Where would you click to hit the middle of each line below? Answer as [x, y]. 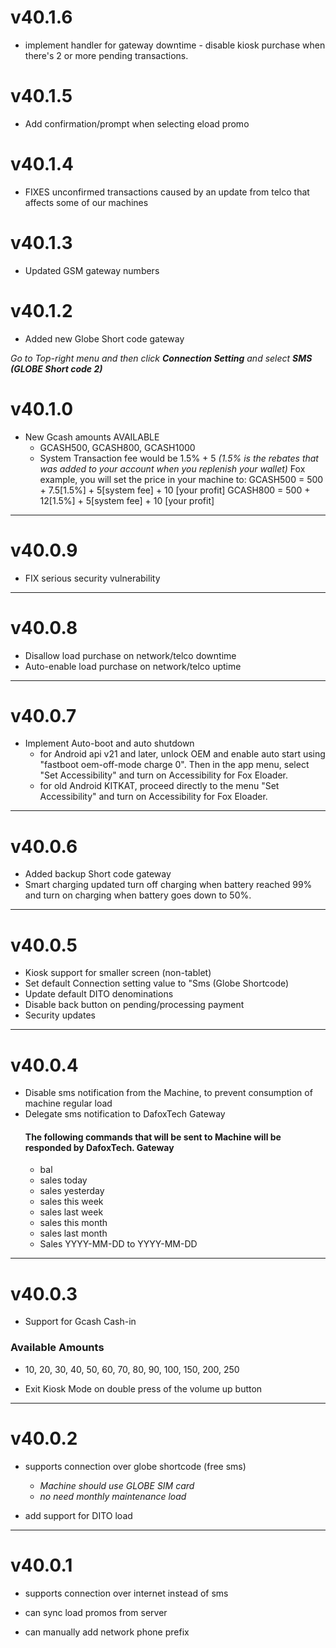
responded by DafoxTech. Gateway [99, 1147]
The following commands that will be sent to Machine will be [153, 1137]
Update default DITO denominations [99, 994]
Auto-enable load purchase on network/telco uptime [133, 666]
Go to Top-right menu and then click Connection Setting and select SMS [161, 358]
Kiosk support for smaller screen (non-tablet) [118, 973]
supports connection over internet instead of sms [126, 1593]
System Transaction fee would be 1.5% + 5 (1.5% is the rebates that [179, 458]
